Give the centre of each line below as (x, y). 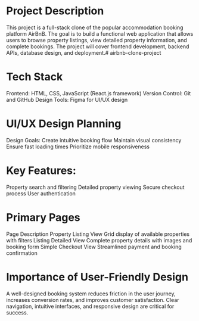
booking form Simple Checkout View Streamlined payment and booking (94, 247)
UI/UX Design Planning (64, 124)
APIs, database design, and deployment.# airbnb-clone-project (84, 52)
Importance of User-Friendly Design (97, 277)
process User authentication (41, 193)
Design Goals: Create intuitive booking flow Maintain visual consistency (94, 140)
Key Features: (41, 170)
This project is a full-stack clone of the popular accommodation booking (95, 27)
